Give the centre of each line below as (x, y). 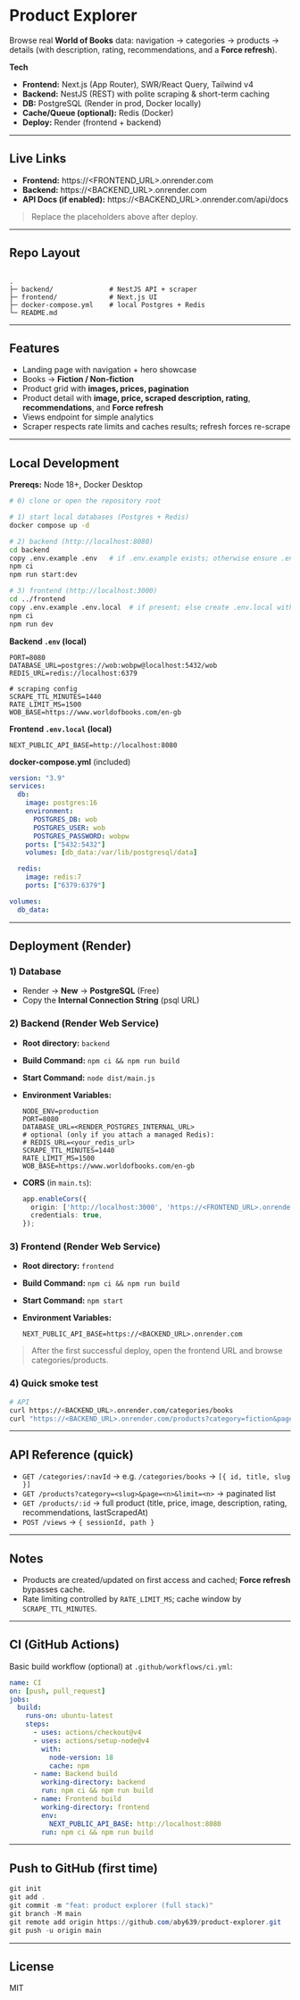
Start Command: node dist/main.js (89, 1078)
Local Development (64, 463)
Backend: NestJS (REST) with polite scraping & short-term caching (146, 94)
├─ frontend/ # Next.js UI (83, 297)
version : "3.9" (37, 778)
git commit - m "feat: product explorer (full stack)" (112, 1906)
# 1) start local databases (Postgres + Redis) (100, 517)
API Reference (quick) (71, 1455)
